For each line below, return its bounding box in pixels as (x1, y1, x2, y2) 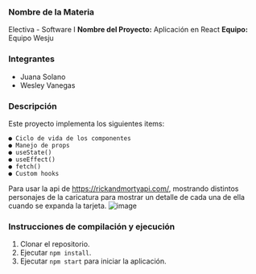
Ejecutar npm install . (19, 248, 92, 258)
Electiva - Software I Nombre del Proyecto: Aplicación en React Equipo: (8, 25, 248, 35)
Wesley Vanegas (19, 80, 76, 90)
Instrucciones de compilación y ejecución (8, 221, 175, 232)
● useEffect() (8, 156, 56, 164)
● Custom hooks (8, 169, 60, 177)
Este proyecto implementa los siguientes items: (8, 118, 165, 128)
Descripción (8, 100, 58, 111)
